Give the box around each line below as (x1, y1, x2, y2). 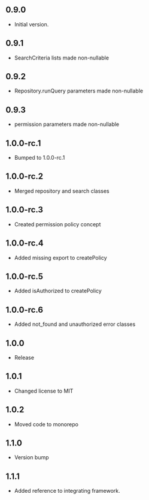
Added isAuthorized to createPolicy (14, 288, 102, 295)
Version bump (14, 454, 49, 461)
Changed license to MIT (14, 387, 74, 394)
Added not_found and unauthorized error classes (14, 321, 136, 328)
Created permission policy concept (14, 220, 101, 227)
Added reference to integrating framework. (14, 487, 120, 495)
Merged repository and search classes (14, 187, 110, 194)
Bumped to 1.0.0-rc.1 (14, 154, 65, 161)
